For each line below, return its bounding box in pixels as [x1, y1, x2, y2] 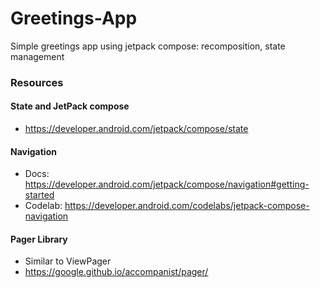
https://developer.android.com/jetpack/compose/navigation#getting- [24, 178, 310, 191]
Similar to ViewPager [24, 255, 112, 267]
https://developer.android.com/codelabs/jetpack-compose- [64, 200, 310, 212]
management [10, 50, 65, 62]
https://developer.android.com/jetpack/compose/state [24, 123, 249, 135]
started [24, 189, 55, 201]
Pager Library [10, 233, 68, 245]
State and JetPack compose [10, 100, 130, 112]
